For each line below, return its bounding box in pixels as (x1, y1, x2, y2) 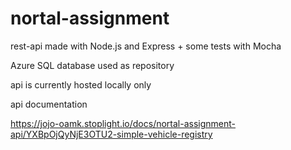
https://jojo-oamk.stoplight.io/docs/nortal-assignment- (10, 117, 237, 129)
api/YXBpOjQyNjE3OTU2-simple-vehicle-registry (10, 128, 213, 140)
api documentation (10, 98, 88, 110)
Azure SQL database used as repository (10, 59, 175, 71)
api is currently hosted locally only (10, 78, 152, 91)
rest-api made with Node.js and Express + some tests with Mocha (10, 40, 282, 52)
